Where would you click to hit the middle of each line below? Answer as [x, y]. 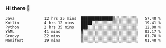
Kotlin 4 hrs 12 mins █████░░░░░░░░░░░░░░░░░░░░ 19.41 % [83, 23]
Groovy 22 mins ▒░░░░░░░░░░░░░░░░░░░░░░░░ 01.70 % [83, 36]
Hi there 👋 [18, 8]
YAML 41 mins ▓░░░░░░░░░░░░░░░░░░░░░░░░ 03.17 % [83, 32]
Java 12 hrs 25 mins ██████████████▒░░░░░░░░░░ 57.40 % [83, 19]
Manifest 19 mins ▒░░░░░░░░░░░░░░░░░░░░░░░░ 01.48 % [83, 41]
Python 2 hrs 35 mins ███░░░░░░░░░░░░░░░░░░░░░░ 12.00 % [83, 27]
